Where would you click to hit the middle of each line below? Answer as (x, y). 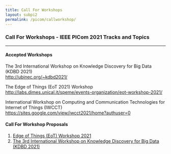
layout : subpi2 (21, 15)
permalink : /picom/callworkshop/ (41, 19)
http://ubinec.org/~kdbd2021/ (36, 77)
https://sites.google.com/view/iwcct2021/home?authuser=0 (68, 113)
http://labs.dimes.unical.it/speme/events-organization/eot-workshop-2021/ (84, 92)
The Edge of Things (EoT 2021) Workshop (49, 86)
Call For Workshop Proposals (37, 125)
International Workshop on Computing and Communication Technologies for (85, 102)
